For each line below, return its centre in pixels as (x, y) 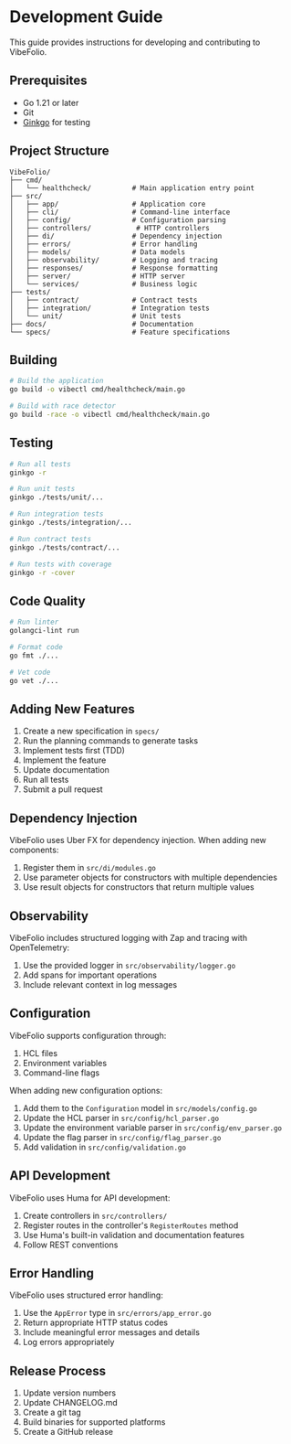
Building (33, 360)
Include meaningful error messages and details (111, 1332)
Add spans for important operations (90, 975)
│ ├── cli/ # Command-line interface (120, 212)
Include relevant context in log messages (100, 984)
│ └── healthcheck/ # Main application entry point (132, 188)
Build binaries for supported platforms (94, 1422)
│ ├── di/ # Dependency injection (116, 236)
